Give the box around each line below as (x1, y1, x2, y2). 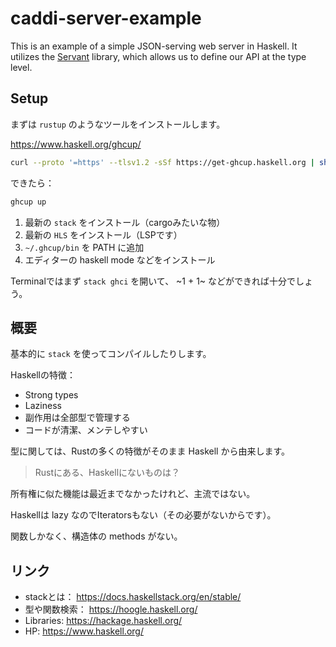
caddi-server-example (10, 7, 202, 30)
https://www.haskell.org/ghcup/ (10, 138, 142, 150)
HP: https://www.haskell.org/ (24, 625, 144, 637)
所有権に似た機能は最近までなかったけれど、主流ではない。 (10, 488, 256, 500)
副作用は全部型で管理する (24, 412, 131, 424)
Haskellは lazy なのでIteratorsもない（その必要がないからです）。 (10, 509, 277, 521)
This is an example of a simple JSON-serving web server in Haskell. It (10, 40, 298, 52)
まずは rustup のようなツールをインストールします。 (10, 118, 226, 130)
